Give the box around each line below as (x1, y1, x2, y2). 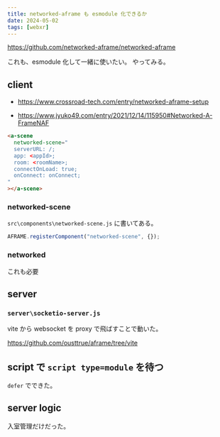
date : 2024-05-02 (7, 17, 59, 24)
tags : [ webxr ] (7, 23, 50, 31)
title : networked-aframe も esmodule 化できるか (7, 10, 148, 18)
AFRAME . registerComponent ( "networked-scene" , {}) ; (7, 233, 160, 240)
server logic (7, 402, 62, 414)
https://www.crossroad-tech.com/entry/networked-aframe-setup (17, 97, 209, 106)
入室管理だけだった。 (7, 421, 70, 430)
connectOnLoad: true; (13, 165, 78, 172)
